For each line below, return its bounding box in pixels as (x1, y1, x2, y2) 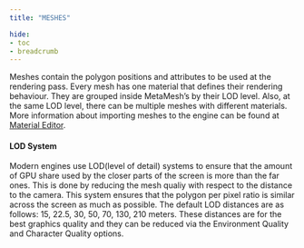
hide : (9, 29, 30, 39)
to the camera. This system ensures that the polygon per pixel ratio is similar (9, 190, 295, 201)
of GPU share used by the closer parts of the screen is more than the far (9, 170, 279, 182)
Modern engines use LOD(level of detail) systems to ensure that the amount (9, 161, 293, 172)
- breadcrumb (9, 46, 59, 55)
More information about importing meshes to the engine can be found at (9, 110, 279, 121)
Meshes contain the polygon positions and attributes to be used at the (9, 72, 272, 83)
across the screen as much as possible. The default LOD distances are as (9, 199, 284, 210)
